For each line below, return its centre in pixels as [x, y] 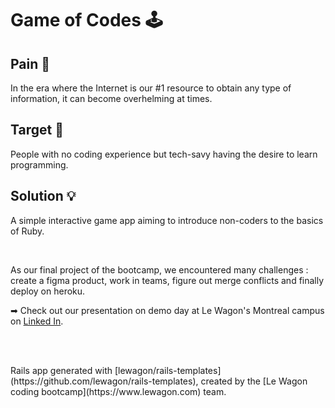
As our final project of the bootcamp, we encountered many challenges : [159, 269]
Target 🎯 [37, 130]
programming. [39, 164]
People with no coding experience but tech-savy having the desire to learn [164, 154]
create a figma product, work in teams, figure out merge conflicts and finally [167, 280]
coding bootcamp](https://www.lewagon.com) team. [118, 391]
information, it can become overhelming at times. [111, 98]
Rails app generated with [61, 370]
